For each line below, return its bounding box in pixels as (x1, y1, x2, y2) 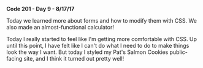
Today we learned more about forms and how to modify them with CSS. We (6, 17, 197, 24)
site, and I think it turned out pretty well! (23, 55, 124, 62)
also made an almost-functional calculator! (6, 24, 115, 31)
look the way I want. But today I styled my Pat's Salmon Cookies (6, 48, 169, 56)
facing (6, 55, 23, 62)
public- (169, 48, 188, 56)
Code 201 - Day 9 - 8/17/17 (6, 6, 75, 12)
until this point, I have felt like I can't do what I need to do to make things (6, 42, 190, 49)
